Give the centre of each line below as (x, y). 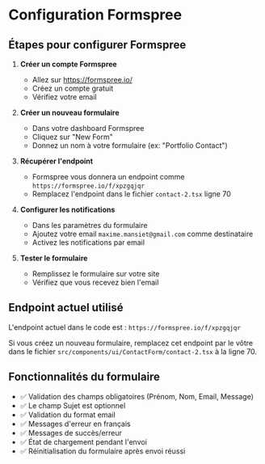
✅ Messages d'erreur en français (75, 424)
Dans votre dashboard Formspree (88, 128)
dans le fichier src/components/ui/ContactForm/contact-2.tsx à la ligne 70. (132, 351)
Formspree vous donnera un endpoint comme (108, 177)
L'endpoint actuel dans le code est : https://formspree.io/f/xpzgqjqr (124, 327)
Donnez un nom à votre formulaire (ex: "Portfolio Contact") (130, 146)
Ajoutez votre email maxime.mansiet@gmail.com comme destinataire (143, 234)
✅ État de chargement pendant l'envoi (84, 441)
